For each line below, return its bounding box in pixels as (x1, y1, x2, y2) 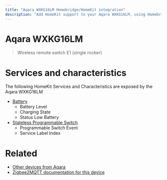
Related (5, 148, 37, 159)
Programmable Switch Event (19, 125, 78, 131)
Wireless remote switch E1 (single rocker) (17, 50, 102, 56)
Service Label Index (19, 130, 61, 136)
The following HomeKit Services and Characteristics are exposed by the (5, 84, 153, 90)
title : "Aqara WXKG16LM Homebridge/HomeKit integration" (5, 7, 126, 12)
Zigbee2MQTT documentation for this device (12, 170, 105, 176)
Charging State (19, 109, 51, 115)
